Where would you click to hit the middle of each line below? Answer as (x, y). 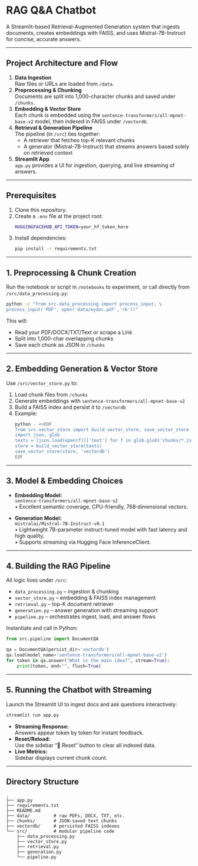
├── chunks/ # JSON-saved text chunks (62, 821)
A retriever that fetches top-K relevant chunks (79, 140)
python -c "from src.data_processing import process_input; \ (84, 304)
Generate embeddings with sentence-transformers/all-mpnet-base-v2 (100, 401)
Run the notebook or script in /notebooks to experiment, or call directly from (98, 287)
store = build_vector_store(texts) (58, 446)
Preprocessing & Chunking (48, 90)
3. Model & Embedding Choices (65, 481)
